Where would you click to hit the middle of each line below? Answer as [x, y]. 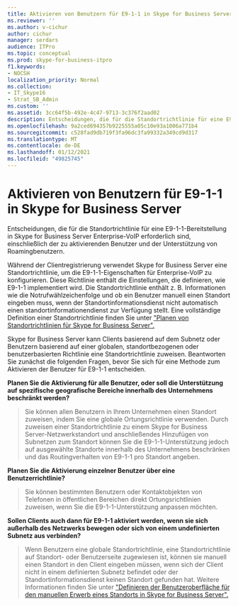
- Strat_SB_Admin [33, 100]
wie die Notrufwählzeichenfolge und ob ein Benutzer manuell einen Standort [119, 295]
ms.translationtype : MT [42, 139]
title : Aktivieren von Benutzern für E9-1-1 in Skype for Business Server [120, 14]
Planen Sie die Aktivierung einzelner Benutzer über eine [91, 470]
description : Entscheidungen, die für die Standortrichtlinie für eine [115, 119]
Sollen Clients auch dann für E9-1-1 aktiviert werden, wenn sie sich [108, 520]
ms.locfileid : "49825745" [45, 159]
